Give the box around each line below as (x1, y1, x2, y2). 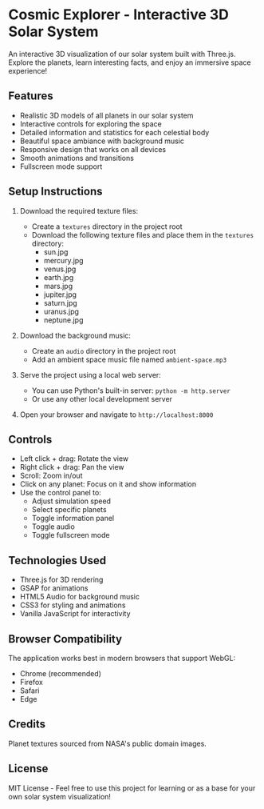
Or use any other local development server (31, 394, 173, 403)
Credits (8, 718, 46, 731)
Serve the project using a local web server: (19, 370, 161, 379)
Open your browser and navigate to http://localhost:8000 (19, 410, 214, 419)
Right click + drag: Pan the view (19, 463, 125, 472)
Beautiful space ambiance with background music (19, 136, 185, 146)
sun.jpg (43, 246, 69, 257)
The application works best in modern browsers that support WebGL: (8, 654, 236, 663)
